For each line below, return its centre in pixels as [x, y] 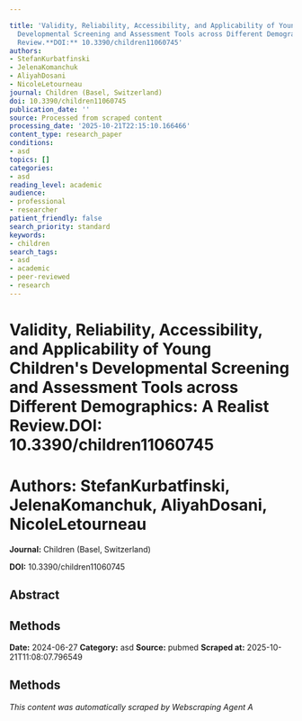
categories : [31, 168]
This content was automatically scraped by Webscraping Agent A [131, 707]
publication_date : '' [50, 109]
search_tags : [34, 252]
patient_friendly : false [56, 218]
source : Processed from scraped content [86, 118]
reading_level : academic [56, 185]
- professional [38, 202]
